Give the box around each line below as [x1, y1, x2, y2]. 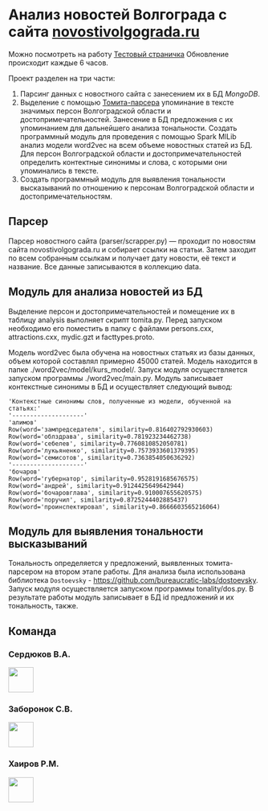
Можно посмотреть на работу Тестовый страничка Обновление [8, 49, 229, 59]
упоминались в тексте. [19, 166, 99, 175]
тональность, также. [8, 601, 79, 611]
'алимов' [8, 418, 38, 427]
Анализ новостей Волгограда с [8, 6, 227, 24]
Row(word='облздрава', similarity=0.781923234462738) [8, 432, 193, 440]
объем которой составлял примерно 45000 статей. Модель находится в [8, 356, 258, 366]
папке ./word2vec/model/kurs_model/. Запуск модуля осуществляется [8, 364, 248, 375]
